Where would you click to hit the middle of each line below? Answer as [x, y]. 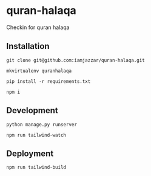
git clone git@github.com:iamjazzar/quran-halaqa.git [76, 60]
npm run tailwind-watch [36, 135]
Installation [28, 46]
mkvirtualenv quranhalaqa [39, 71]
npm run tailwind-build [36, 168]
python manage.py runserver [42, 125]
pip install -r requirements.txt [49, 81]
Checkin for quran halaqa [38, 27]
